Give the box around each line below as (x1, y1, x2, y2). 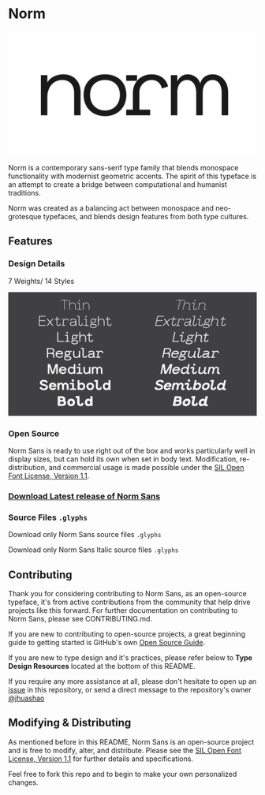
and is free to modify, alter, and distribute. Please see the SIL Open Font (8, 745, 242, 755)
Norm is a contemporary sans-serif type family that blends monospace (8, 162, 239, 172)
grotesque (8, 211, 42, 221)
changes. (8, 778, 39, 787)
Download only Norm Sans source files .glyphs (8, 530, 162, 539)
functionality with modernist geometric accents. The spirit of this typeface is (8, 171, 257, 181)
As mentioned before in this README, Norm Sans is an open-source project (8, 737, 255, 746)
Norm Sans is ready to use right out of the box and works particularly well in (8, 446, 256, 455)
